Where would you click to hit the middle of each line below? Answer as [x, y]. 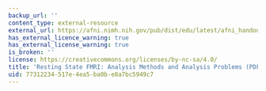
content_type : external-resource [63, 23]
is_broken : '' [32, 52]
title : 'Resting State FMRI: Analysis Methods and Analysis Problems [125, 67]
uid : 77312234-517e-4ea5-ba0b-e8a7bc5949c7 [81, 74]
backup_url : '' [33, 15]
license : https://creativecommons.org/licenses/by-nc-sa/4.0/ [113, 60]
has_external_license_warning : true [68, 45]
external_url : [32, 30]
